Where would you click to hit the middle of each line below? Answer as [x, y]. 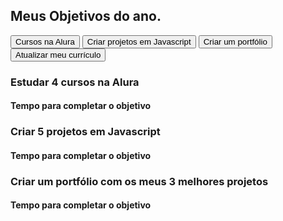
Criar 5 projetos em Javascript [85, 132]
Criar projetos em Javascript [139, 41]
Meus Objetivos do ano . [86, 16]
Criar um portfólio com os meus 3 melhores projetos [139, 181]
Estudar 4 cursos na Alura [75, 82]
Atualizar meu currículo [58, 54]
